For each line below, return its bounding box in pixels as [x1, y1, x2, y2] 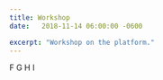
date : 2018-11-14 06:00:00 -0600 [9, 22, 143, 31]
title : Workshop [9, 13, 70, 22]
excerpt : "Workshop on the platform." [9, 38, 155, 47]
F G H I [9, 62, 35, 73]
